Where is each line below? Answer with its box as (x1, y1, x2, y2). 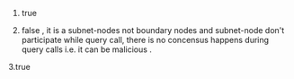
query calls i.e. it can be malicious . (21, 44, 152, 55)
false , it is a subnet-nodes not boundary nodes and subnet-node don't (21, 25, 285, 35)
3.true (8, 62, 31, 72)
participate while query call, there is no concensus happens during (21, 35, 270, 45)
